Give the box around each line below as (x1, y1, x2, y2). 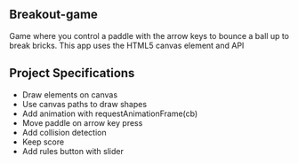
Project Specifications (9, 66, 135, 81)
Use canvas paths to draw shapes (21, 98, 148, 109)
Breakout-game (9, 7, 98, 22)
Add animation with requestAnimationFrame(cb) (21, 108, 198, 119)
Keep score (21, 137, 65, 147)
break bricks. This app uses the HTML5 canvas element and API (9, 40, 245, 51)
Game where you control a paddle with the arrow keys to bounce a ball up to (9, 30, 290, 41)
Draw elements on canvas (21, 89, 118, 100)
